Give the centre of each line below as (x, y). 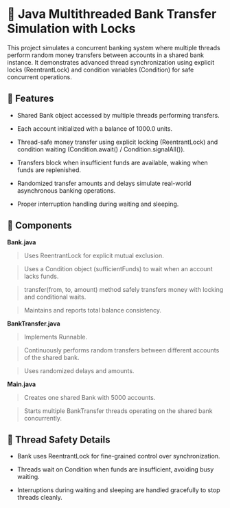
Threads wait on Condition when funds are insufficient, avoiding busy (115, 469)
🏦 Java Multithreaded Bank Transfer (112, 14)
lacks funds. (41, 276)
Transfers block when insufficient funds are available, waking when (112, 162)
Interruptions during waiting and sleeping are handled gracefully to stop (119, 490)
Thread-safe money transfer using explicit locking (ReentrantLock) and (117, 142)
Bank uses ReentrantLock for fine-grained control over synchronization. (118, 456)
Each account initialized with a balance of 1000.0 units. (95, 128)
